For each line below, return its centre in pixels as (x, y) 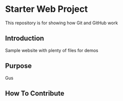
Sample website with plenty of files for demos (52, 50)
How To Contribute (35, 93)
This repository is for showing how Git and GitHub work (61, 23)
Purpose (19, 66)
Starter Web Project (46, 9)
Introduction (25, 38)
